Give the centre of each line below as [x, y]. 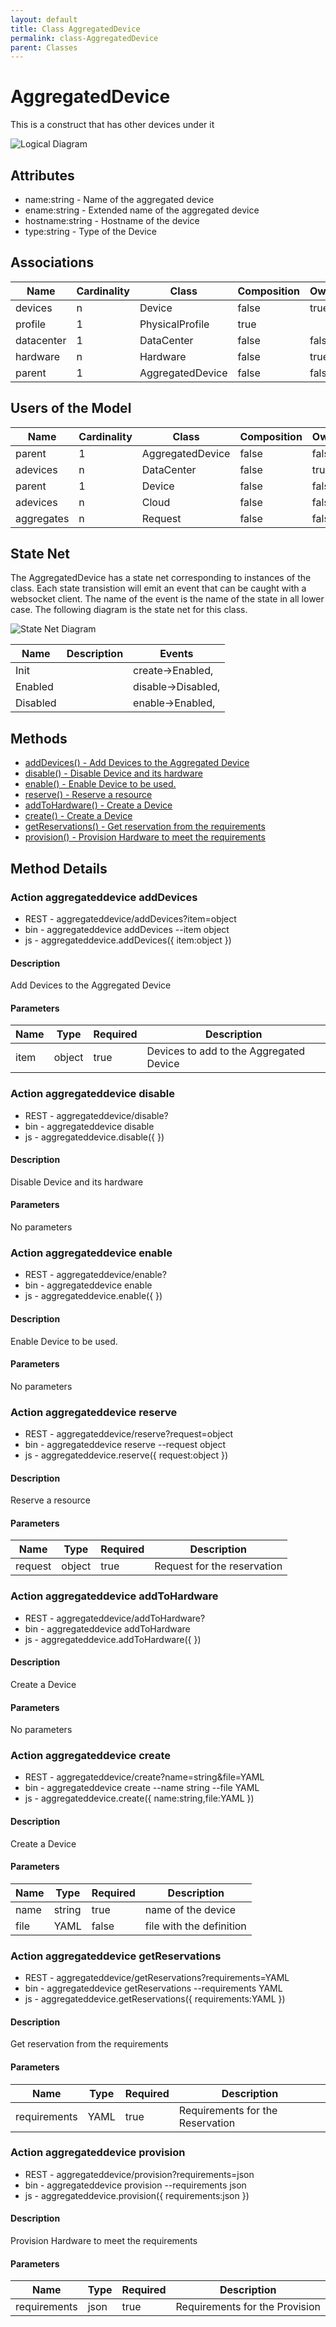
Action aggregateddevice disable [93, 1094]
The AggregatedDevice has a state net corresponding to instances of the [161, 578]
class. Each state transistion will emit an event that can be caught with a [158, 588]
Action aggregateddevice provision [98, 2153]
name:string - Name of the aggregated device [119, 199]
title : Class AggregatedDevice [75, 29]
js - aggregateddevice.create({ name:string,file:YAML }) [139, 1798]
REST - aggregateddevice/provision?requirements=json [139, 2174]
